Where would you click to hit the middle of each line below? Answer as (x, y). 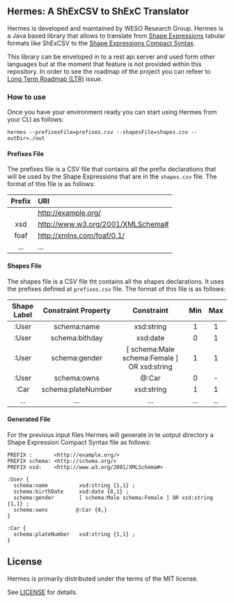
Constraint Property (77, 310)
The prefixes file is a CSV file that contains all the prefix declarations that (112, 169)
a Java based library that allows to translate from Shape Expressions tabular (116, 36)
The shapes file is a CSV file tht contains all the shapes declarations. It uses (116, 281)
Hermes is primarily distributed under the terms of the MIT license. (103, 579)
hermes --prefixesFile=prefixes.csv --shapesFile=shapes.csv (98, 132)
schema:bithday (77, 337)
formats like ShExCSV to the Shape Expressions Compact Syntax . (101, 43)
